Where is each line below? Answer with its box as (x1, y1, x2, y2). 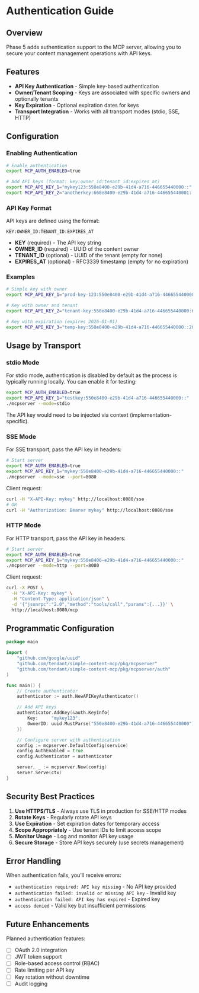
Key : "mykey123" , (27, 716, 81, 721)
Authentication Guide (6, 4, 114, 18)
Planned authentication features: (6, 935, 86, 942)
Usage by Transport (6, 341, 81, 351)
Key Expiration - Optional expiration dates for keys (14, 101, 139, 108)
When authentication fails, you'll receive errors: (6, 871, 121, 879)
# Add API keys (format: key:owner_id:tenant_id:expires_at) (6, 179, 161, 185)
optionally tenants (14, 95, 59, 102)
